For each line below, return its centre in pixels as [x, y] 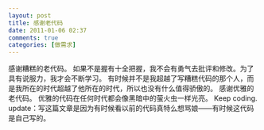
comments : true [33, 38]
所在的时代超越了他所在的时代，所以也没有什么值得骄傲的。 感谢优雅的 [138, 89]
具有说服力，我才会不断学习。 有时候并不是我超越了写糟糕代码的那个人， [128, 78]
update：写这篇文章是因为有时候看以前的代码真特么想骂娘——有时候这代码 [131, 109]
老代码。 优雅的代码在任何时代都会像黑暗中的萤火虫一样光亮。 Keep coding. [133, 98]
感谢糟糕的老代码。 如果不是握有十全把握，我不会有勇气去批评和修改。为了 [131, 69]
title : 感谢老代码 [36, 23]
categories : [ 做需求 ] [42, 45]
